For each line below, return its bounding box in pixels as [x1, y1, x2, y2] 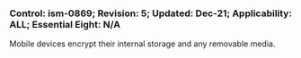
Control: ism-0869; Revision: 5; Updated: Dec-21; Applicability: [9, 7, 292, 20]
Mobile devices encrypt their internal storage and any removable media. [9, 38, 276, 49]
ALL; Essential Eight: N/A [9, 18, 121, 30]
